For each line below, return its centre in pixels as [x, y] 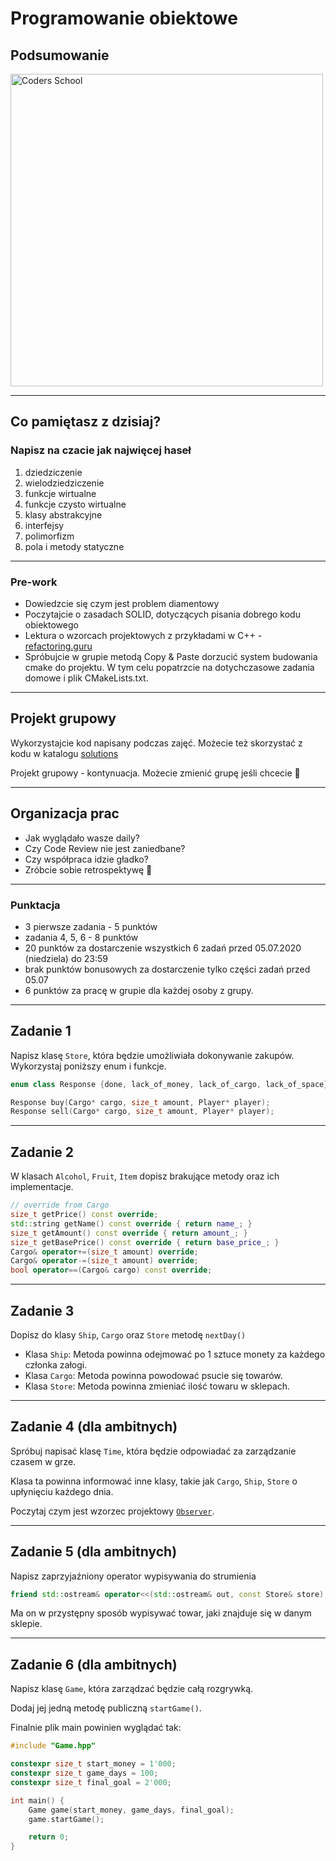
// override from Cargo [60, 1205]
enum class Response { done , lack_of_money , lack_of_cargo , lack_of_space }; [171, 1084]
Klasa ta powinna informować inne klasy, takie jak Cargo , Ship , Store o [154, 1481]
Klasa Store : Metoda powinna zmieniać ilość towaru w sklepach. [157, 1386]
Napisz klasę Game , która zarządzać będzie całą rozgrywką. [132, 1689]
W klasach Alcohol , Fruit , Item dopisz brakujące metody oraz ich [145, 1176]
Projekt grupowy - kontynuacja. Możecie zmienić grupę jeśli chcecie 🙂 [155, 773]
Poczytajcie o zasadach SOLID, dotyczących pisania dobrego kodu [162, 614]
